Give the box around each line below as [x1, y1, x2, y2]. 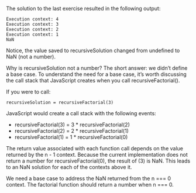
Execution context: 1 [6, 32, 59, 37]
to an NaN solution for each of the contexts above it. [6, 164, 132, 170]
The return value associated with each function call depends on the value [6, 145, 183, 151]
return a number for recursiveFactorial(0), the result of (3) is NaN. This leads [6, 157, 191, 164]
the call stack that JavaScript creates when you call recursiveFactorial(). [6, 77, 180, 84]
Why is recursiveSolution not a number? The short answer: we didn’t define [6, 64, 188, 71]
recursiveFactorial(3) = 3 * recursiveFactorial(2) [14, 121, 130, 128]
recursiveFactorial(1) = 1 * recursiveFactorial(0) [14, 134, 128, 140]
